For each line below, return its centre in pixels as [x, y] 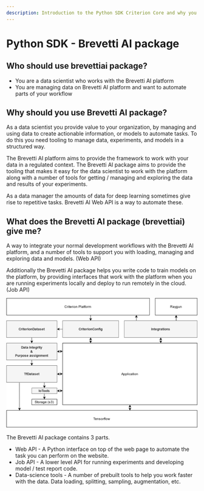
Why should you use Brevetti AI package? [87, 113]
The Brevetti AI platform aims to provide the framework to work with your [98, 159]
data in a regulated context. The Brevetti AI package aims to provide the [96, 165]
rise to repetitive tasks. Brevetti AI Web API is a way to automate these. [95, 202]
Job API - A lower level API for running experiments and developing [99, 462]
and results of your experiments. [47, 184]
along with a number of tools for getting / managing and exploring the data [100, 178]
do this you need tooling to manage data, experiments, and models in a [95, 140]
